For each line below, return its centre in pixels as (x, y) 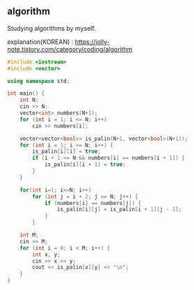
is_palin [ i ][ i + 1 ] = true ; (85, 165)
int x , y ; (46, 254)
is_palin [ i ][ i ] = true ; (66, 152)
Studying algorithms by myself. (51, 28)
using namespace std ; (39, 81)
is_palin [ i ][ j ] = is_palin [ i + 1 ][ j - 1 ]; (119, 209)
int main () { (26, 93)
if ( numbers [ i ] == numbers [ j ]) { (93, 203)
